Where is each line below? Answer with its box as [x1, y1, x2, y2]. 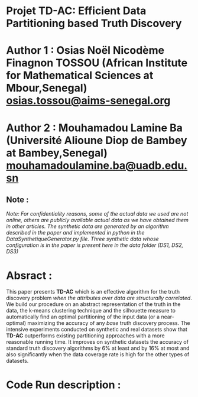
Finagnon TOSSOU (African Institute [6, 56, 188, 70]
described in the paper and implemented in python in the [6, 229, 145, 236]
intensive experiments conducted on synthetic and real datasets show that [6, 326, 188, 333]
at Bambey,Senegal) [6, 146, 108, 160]
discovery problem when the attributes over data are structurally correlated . [6, 294, 192, 302]
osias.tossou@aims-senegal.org [6, 94, 171, 108]
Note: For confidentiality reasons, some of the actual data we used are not [6, 210, 189, 217]
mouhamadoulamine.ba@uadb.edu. [6, 158, 188, 172]
